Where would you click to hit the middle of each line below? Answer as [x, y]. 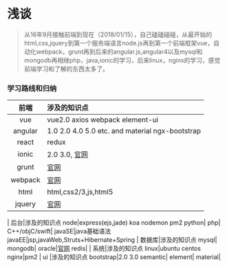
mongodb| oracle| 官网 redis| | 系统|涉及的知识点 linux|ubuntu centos [104, 249]
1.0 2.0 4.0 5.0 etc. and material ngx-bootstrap [124, 131]
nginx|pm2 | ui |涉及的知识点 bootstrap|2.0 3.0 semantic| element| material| [114, 257]
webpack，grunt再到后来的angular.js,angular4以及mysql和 [119, 52]
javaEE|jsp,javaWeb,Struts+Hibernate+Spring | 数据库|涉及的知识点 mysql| [112, 240]
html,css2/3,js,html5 [80, 192]
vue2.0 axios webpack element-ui [103, 120]
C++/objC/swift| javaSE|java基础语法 [59, 232]
